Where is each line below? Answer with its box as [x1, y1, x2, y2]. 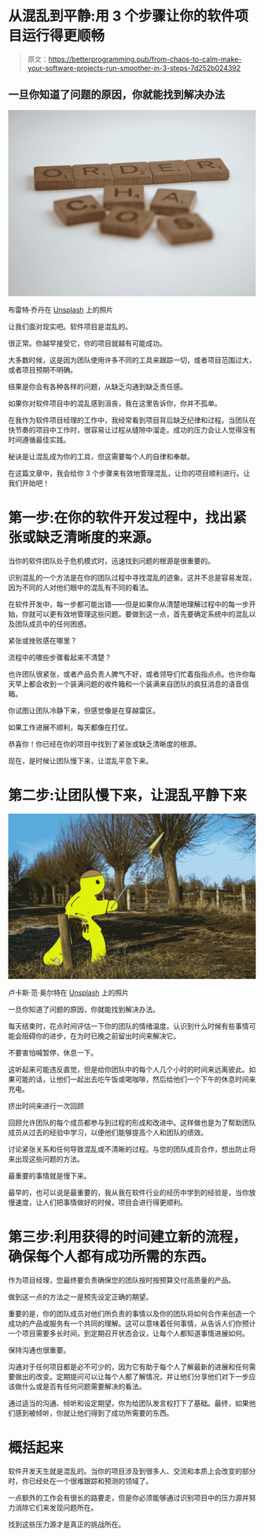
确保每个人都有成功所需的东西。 [8, 1248, 215, 1265]
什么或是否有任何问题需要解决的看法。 [21, 1382, 146, 1391]
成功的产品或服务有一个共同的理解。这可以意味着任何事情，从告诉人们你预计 [8, 1319, 256, 1328]
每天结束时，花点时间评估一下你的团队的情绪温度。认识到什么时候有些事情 [8, 1021, 249, 1030]
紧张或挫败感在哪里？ [8, 636, 77, 645]
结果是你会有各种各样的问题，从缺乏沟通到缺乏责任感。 [8, 381, 187, 391]
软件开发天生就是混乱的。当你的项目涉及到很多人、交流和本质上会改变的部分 [8, 1466, 256, 1475]
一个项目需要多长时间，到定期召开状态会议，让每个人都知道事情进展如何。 [8, 1328, 249, 1338]
